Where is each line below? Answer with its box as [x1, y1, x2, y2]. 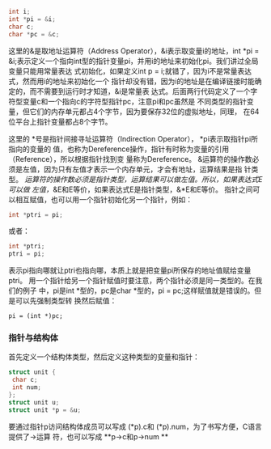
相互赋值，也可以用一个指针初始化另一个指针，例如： [15, 194, 193, 204]
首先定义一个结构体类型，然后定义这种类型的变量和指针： [8, 352, 200, 362]
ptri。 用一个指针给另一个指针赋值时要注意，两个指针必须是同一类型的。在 [8, 276, 256, 286]
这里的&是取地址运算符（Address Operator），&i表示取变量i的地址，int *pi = [8, 45, 260, 56]
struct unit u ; [8, 398, 60, 406]
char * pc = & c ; [8, 30, 60, 38]
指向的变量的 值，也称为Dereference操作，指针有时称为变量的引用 [8, 144, 229, 154]
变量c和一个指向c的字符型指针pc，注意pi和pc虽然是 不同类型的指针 [22, 96, 248, 106]
